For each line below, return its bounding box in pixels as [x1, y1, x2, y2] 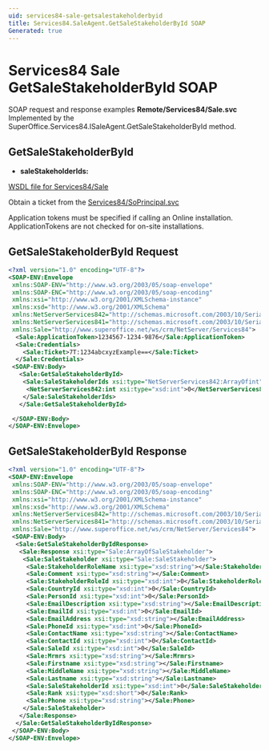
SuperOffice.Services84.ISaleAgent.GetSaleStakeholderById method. [8, 122, 236, 132]
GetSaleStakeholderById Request [8, 245, 179, 258]
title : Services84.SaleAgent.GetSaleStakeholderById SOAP [8, 19, 206, 27]
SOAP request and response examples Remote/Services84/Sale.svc [8, 105, 238, 115]
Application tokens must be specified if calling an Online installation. [8, 213, 234, 223]
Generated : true [8, 26, 62, 34]
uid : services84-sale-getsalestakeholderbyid [8, 11, 163, 20]
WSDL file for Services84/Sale [8, 182, 109, 192]
